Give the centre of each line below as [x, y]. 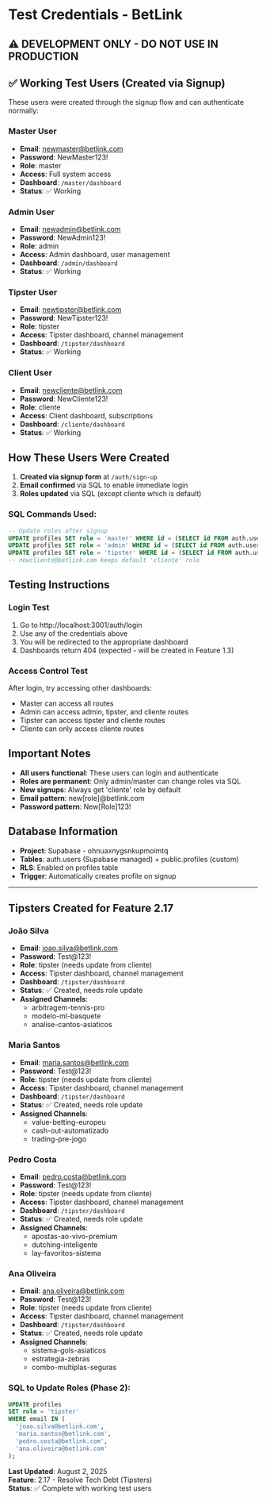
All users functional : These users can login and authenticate [119, 772]
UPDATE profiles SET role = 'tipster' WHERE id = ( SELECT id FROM [120, 553]
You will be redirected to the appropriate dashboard [104, 641]
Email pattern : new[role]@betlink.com [82, 798]
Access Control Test [48, 671]
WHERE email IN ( [37, 1419]
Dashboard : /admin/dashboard [68, 263]
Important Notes [49, 754]
